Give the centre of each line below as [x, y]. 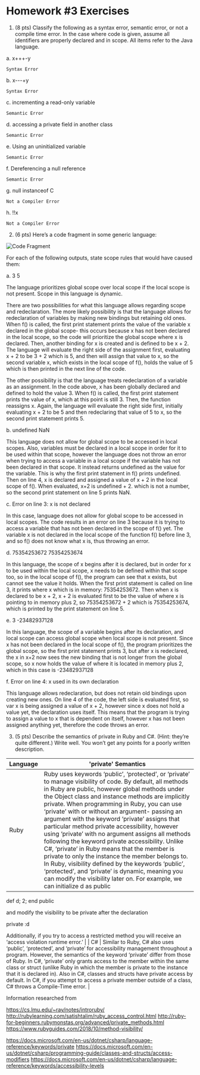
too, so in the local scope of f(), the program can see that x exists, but [92, 577]
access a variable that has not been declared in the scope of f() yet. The [95, 528]
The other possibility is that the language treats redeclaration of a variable [97, 380]
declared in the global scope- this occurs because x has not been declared [98, 331]
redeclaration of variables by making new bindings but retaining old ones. [96, 317]
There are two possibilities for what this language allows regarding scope [96, 305]
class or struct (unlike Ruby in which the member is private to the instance [97, 967]
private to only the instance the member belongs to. [116, 856]
